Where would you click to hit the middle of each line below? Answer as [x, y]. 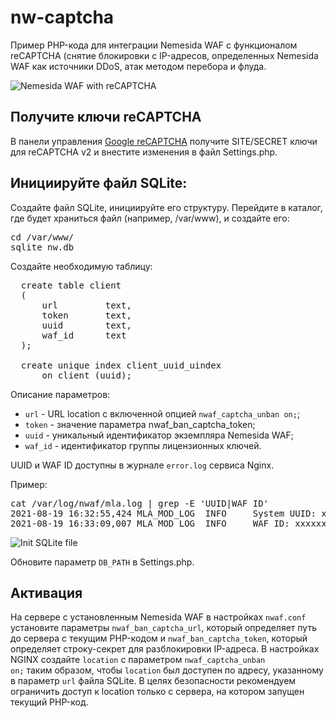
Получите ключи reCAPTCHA [106, 117]
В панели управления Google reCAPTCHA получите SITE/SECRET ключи [164, 141]
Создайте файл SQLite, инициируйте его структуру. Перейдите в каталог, [166, 207]
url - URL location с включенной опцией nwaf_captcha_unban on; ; [162, 413]
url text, [86, 305]
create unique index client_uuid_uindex [121, 365]
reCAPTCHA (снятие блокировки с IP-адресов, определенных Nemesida [164, 55]
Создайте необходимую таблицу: [81, 266]
